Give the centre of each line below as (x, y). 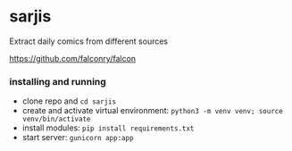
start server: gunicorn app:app (78, 138)
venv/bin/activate (56, 119)
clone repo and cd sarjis (69, 101)
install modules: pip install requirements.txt (108, 128)
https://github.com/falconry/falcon (73, 58)
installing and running (58, 81)
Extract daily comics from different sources (89, 41)
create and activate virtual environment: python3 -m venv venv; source (152, 111)
